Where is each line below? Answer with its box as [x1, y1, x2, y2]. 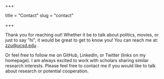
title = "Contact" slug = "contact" [5, 12, 74, 18]
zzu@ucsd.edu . [5, 42, 39, 48]
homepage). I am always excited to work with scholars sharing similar [5, 57, 149, 63]
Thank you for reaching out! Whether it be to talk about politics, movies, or [5, 32, 159, 37]
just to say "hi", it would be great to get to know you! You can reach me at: [5, 37, 158, 43]
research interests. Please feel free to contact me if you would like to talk [5, 63, 156, 68]
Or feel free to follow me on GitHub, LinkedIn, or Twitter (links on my [5, 52, 146, 58]
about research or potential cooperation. [5, 68, 89, 74]
